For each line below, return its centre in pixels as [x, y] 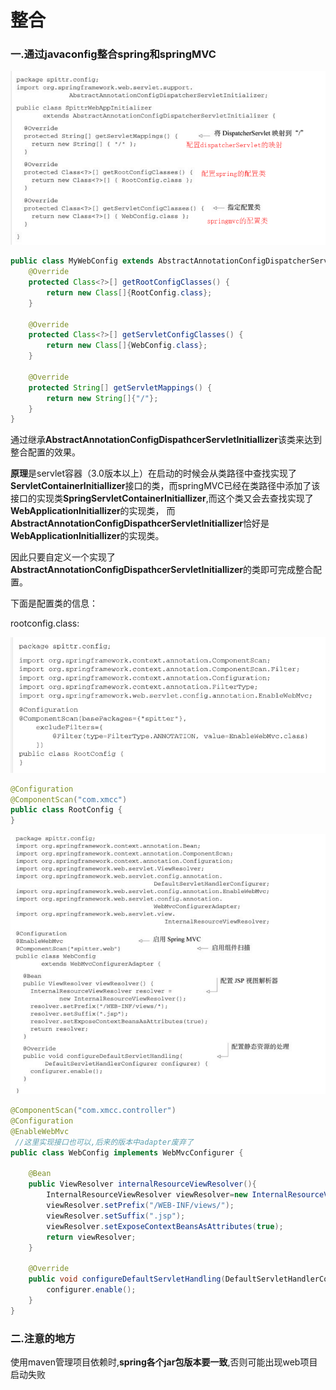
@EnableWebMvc [40, 1131]
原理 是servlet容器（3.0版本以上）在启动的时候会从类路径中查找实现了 [153, 473]
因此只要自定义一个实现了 [63, 557]
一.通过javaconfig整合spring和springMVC [113, 54]
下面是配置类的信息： [54, 603]
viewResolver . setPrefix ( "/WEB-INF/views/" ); [140, 1206]
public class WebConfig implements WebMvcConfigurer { [127, 1152]
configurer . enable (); [91, 1290]
